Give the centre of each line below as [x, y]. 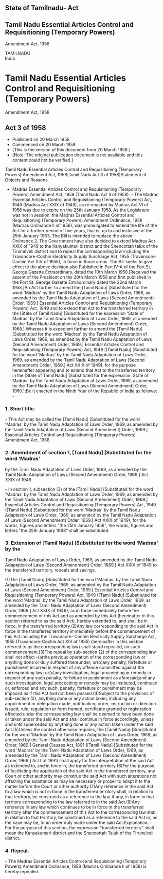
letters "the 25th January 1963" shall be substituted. [57, 531]
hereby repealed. [22, 872]
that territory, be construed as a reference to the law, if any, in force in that [80, 797]
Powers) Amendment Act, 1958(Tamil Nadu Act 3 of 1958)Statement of [76, 174]
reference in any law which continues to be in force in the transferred [74, 807]
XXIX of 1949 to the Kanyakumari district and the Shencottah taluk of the [85, 246]
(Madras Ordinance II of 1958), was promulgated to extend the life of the [84, 225]
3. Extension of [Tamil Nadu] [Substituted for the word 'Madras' [81, 543]
